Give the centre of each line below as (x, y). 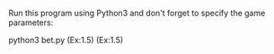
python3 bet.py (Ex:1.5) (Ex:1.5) (66, 40)
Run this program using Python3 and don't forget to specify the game (137, 13)
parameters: (31, 22)
